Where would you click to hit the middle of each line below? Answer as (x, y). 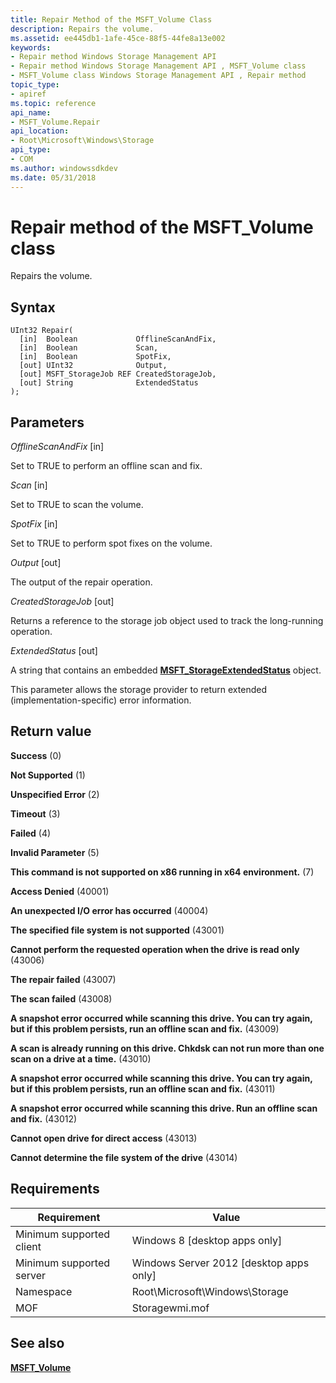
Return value (51, 731)
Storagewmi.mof (170, 1308)
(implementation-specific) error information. (101, 700)
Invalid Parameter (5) (55, 852)
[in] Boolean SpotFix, (95, 357)
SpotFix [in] (34, 524)
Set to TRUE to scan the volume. (77, 505)
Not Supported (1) (48, 775)
